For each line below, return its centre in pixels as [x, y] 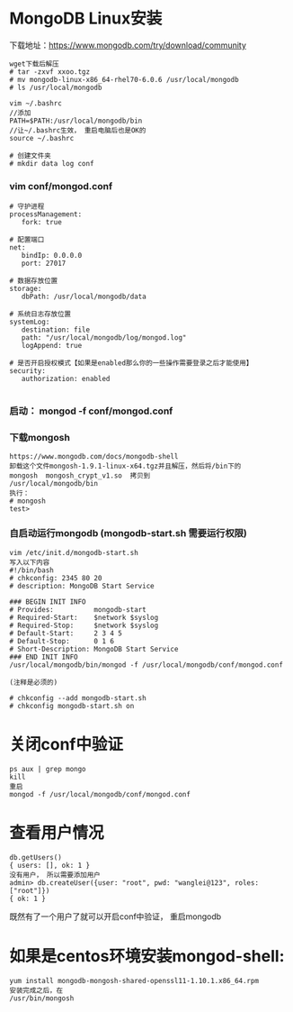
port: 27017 [44, 264]
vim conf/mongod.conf [61, 186]
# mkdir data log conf [52, 163]
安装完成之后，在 [36, 990]
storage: [26, 289]
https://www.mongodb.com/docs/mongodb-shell [94, 457]
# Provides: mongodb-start [78, 609]
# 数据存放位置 [34, 281]
